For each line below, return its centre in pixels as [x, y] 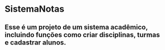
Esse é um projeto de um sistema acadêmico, [76, 27]
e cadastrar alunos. [35, 42]
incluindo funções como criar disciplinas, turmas [82, 35]
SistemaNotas [34, 9]
